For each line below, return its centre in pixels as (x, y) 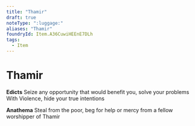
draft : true (21, 17)
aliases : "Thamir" (29, 29)
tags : (13, 40)
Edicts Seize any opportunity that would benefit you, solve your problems (98, 92)
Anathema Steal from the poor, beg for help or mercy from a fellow (90, 110)
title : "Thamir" (27, 12)
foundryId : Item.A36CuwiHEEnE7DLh (50, 34)
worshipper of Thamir (33, 116)
